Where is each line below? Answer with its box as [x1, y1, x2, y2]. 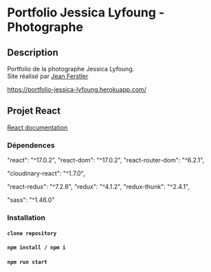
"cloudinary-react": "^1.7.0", [7, 169, 85, 177]
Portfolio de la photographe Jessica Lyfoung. [7, 65, 135, 73]
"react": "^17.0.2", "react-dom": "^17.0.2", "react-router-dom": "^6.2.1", [7, 156, 205, 164]
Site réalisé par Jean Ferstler [7, 72, 89, 80]
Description [7, 47, 58, 58]
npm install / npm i [7, 245, 67, 251]
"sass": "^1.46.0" [7, 196, 55, 204]
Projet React [7, 105, 60, 117]
